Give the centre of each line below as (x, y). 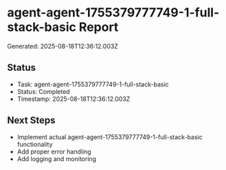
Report (99, 27)
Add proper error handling (54, 151)
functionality (35, 144)
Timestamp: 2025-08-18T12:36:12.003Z (74, 99)
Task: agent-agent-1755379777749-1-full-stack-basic (93, 84)
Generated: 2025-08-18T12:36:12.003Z (63, 46)
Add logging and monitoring (57, 158)
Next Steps (31, 120)
